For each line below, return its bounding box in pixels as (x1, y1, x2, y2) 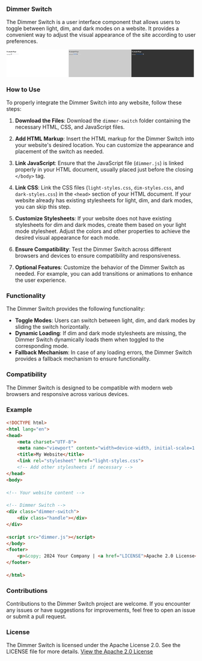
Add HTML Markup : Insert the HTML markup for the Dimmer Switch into (14, 135, 194, 143)
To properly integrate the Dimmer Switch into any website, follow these (6, 99, 182, 107)
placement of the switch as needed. (14, 148, 104, 155)
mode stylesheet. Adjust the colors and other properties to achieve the (14, 228, 191, 235)
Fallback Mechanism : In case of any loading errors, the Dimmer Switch (14, 349, 192, 356)
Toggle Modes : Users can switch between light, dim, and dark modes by (14, 317, 195, 324)
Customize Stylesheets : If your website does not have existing (14, 215, 172, 222)
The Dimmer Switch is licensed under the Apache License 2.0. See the (6, 642, 181, 649)
